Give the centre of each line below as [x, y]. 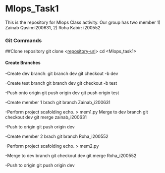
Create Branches [23, 62]
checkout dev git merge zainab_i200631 [46, 117]
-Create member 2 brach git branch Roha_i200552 [57, 136]
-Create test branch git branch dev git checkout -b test [61, 83]
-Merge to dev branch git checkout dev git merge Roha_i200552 [71, 156]
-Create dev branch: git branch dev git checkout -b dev [62, 74]
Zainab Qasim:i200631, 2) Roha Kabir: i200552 [53, 27]
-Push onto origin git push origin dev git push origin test [62, 93]
